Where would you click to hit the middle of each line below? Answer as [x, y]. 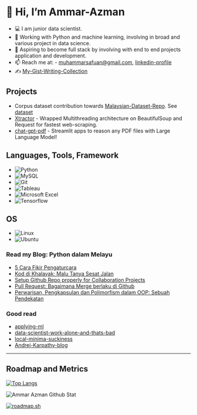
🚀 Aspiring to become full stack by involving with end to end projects [98, 49]
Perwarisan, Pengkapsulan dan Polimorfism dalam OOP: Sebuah [92, 292]
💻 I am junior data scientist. [48, 28]
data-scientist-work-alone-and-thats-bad [65, 332]
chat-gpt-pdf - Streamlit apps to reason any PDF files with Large [92, 131]
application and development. [50, 56]
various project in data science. [52, 43]
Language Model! [36, 137]
